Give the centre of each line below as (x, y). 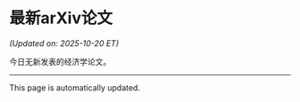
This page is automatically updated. (75, 87)
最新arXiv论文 (61, 18)
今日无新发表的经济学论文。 (60, 61)
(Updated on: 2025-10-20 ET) (64, 43)
